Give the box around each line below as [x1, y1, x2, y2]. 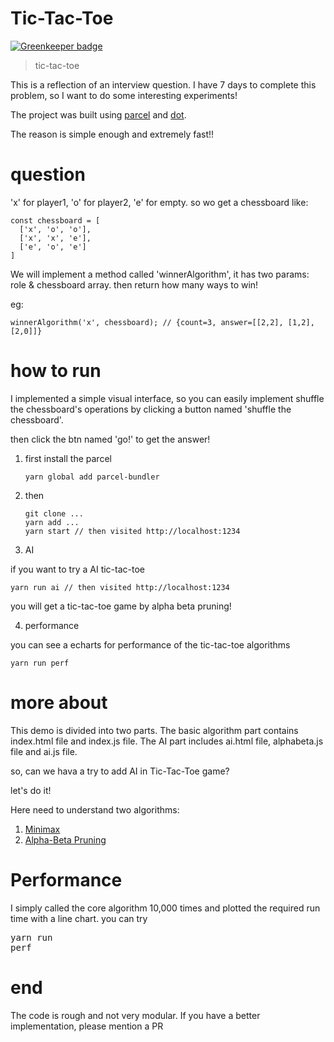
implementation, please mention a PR [10, 1020, 164, 1032]
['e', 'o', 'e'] [19, 242, 87, 252]
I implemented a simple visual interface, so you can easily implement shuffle [10, 392, 325, 404]
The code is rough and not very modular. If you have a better [10, 1009, 261, 1021]
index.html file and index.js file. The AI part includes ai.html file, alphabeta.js [10, 735, 324, 747]
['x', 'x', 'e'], [19, 233, 92, 243]
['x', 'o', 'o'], [19, 224, 92, 234]
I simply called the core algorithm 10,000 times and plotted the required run [10, 902, 321, 914]
